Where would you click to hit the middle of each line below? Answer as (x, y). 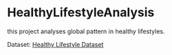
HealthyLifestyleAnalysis (81, 13)
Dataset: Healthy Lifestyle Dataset (55, 44)
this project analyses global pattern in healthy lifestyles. (86, 31)
